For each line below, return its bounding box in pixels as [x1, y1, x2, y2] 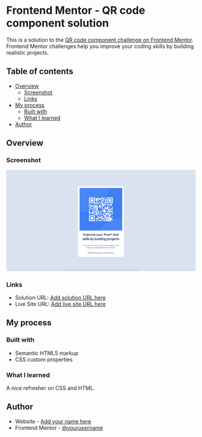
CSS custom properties [14, 355, 73, 363]
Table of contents [6, 67, 73, 77]
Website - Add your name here [14, 418, 91, 425]
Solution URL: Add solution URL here [14, 294, 106, 301]
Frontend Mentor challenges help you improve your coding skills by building [6, 43, 194, 50]
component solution [6, 16, 109, 30]
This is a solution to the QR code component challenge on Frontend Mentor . [6, 36, 194, 43]
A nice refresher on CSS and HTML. [6, 384, 95, 391]
